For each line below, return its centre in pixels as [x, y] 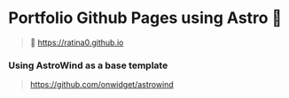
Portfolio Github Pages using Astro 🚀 [145, 18]
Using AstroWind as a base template [88, 65]
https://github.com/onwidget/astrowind [102, 85]
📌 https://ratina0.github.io [77, 42]
